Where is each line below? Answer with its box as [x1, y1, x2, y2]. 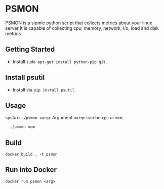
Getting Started [5, 45, 55, 54]
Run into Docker [5, 165, 57, 174]
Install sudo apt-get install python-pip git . [12, 59, 107, 65]
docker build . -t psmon [5, 152, 58, 157]
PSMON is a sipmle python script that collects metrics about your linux [5, 20, 153, 26]
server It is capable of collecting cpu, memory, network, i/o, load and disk [5, 25, 159, 31]
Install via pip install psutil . [12, 86, 76, 92]
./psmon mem [10, 124, 35, 129]
